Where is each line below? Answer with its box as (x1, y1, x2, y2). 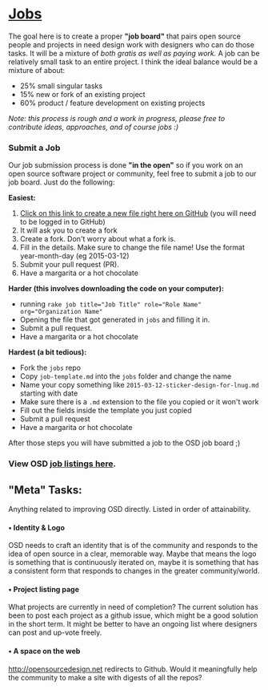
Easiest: (8, 193, 36, 203)
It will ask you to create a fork (19, 225, 118, 235)
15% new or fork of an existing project (19, 89, 146, 99)
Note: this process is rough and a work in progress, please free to (8, 113, 226, 123)
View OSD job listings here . (8, 458, 117, 469)
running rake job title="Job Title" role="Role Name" (19, 299, 202, 309)
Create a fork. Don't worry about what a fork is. (19, 234, 176, 244)
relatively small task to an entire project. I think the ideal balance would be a (8, 57, 258, 67)
